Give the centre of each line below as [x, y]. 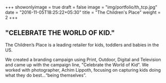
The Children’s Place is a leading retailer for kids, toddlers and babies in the [82, 45]
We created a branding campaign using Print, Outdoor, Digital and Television [83, 59]
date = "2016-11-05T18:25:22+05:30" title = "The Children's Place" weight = [83, 12]
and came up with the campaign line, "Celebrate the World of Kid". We [77, 65]
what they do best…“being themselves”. [46, 75]
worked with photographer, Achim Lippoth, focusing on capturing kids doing [83, 70]
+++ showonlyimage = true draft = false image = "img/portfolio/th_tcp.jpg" [81, 7]
